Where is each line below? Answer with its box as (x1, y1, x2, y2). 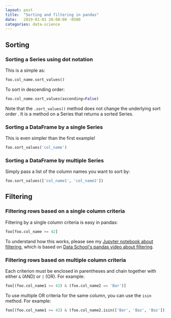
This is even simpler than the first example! (5, 135, 96, 141)
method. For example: (5, 298, 51, 304)
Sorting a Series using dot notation (5, 55, 93, 63)
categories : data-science (5, 21, 60, 27)
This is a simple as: (5, 67, 45, 73)
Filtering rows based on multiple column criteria (5, 256, 126, 264)
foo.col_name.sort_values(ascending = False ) (5, 96, 99, 101)
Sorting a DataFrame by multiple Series (5, 157, 104, 164)
